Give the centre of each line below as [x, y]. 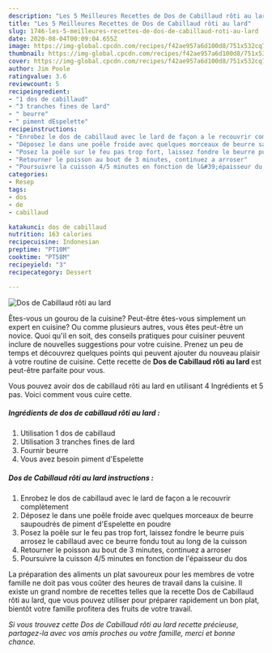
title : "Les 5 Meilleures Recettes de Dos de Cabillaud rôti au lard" [130, 24]
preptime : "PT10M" [39, 250]
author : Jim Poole [39, 69]
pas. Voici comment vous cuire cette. [70, 394]
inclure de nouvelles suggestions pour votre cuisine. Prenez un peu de [126, 344]
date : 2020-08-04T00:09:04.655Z [63, 39]
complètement [44, 507]
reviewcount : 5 [34, 84]
